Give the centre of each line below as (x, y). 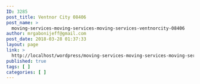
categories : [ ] (26, 72)
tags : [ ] (18, 67)
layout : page (22, 45)
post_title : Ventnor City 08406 (46, 17)
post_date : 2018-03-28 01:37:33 (46, 39)
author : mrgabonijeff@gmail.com (46, 34)
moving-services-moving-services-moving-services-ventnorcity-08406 (98, 28)
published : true (26, 61)
